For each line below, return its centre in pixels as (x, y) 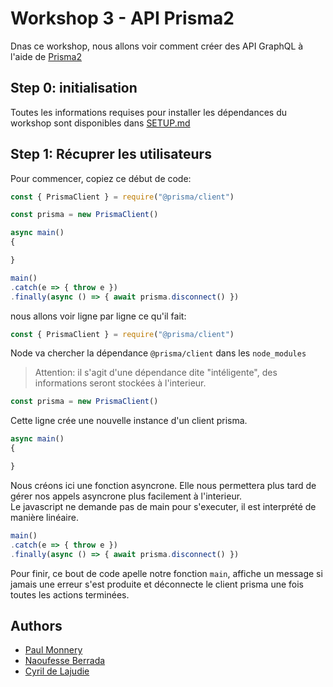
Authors (36, 625)
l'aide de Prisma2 (46, 56)
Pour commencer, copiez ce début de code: (101, 178)
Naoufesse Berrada (65, 661)
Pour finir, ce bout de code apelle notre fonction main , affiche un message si (166, 573)
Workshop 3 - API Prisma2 (122, 18)
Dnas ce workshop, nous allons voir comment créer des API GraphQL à (157, 46)
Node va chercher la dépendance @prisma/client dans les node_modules (158, 353)
